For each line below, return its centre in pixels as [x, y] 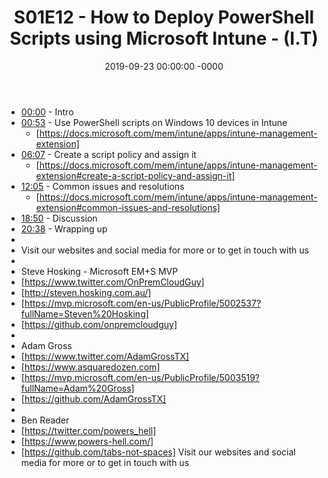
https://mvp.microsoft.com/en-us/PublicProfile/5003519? [142, 377]
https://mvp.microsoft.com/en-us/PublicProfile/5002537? [143, 303]
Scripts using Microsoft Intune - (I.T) [164, 38]
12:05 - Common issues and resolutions [102, 186]
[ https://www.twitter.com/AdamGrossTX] [105, 356]
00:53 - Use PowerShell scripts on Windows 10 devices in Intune [154, 122]
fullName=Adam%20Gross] [77, 388]
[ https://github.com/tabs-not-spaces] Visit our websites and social [158, 452]
